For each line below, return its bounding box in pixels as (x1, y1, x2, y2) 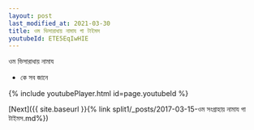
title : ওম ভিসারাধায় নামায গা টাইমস (8, 27, 101, 35)
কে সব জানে (19, 73, 49, 82)
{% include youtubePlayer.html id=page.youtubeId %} (8, 89, 189, 99)
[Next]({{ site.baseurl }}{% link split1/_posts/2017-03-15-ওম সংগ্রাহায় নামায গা (8, 104, 246, 114)
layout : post (8, 11, 53, 20)
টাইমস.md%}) (8, 114, 49, 124)
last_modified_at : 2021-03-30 (8, 19, 111, 27)
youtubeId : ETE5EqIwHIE (8, 34, 89, 43)
